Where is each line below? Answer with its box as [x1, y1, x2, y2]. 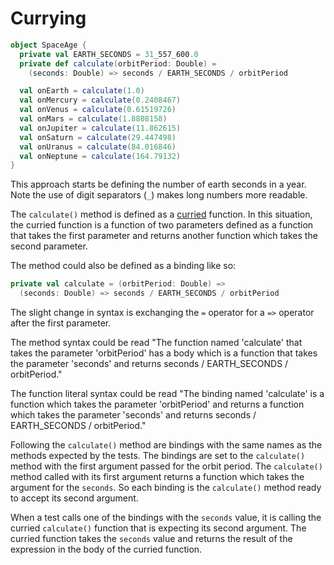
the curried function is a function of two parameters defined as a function [10, 219, 314, 231]
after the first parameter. [10, 317, 112, 329]
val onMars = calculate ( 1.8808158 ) [19, 114, 168, 124]
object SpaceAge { [10, 40, 87, 50]
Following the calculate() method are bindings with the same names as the [10, 439, 323, 451]
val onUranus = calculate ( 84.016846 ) [19, 142, 177, 152]
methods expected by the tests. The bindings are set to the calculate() [10, 450, 306, 462]
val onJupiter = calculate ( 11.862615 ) [19, 123, 182, 133]
